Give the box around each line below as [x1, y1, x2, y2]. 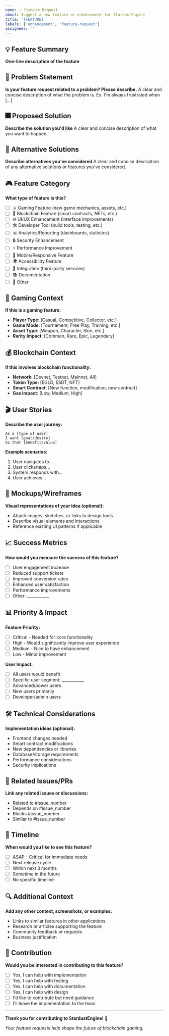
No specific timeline [12, 877, 54, 883]
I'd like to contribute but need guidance [12, 995, 95, 1001]
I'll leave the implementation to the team [12, 1001, 96, 1007]
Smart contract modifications [12, 741, 73, 747]
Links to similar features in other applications [12, 918, 106, 924]
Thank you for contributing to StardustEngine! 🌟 [5, 1015, 108, 1021]
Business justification [12, 934, 57, 940]
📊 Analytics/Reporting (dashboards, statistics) [12, 230, 110, 236]
